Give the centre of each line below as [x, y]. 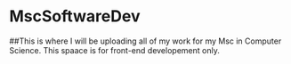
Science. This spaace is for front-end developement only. [114, 50]
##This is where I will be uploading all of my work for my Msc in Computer [145, 41]
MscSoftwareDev [75, 16]
